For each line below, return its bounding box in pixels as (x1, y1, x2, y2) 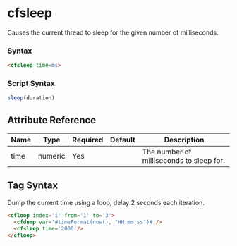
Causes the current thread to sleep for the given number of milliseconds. (7, 28, 219, 37)
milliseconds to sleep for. (142, 156, 226, 166)
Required (72, 135, 104, 145)
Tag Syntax (7, 180, 59, 192)
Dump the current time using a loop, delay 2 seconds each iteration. (7, 198, 205, 207)
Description (164, 135, 205, 145)
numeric (37, 152, 66, 161)
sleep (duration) (7, 94, 55, 102)
